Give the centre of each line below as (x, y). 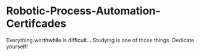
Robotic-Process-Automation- (83, 11)
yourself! (17, 46)
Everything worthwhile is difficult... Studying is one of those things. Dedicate (100, 40)
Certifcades (36, 24)
